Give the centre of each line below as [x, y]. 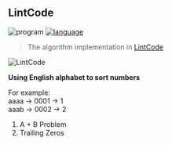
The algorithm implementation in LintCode [95, 47]
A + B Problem [43, 124]
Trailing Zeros [42, 132]
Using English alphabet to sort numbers [74, 77]
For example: [29, 92]
